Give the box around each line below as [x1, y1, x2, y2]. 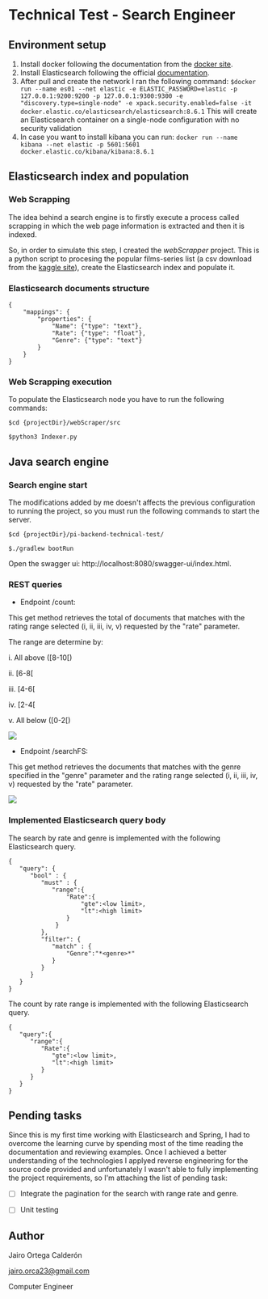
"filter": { [40, 935, 82, 943]
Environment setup [8, 38, 107, 52]
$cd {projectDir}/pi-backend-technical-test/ [8, 530, 164, 539]
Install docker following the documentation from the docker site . [19, 59, 233, 69]
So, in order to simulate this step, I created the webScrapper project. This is [8, 245, 260, 255]
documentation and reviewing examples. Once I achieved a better [8, 1147, 227, 1157]
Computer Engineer [8, 1282, 74, 1292]
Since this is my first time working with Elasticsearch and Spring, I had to [8, 1130, 250, 1140]
